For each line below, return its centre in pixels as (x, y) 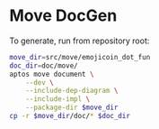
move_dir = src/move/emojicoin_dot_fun (80, 57)
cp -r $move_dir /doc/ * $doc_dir (70, 116)
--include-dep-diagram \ (72, 91)
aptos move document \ (52, 74)
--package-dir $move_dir (72, 108)
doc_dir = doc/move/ (44, 65)
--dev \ (40, 82)
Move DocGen (63, 16)
